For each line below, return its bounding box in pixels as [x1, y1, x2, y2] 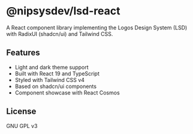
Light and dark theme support [14, 63, 89, 71]
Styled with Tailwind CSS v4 [14, 76, 85, 83]
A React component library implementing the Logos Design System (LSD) [6, 24, 188, 31]
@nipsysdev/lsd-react [6, 4, 120, 18]
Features [6, 48, 40, 58]
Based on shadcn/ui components [14, 83, 97, 90]
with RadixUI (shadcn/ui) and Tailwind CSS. [6, 30, 113, 37]
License [6, 106, 37, 117]
